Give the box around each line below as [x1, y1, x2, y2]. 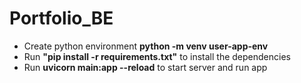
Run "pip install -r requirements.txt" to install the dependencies [23, 50, 291, 62]
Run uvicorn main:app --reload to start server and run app [23, 61, 268, 73]
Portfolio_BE [9, 7, 114, 30]
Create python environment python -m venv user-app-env [23, 40, 269, 52]
